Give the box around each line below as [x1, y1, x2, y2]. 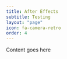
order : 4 [6, 30, 27, 36]
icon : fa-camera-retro [6, 25, 61, 31]
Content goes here [6, 46, 51, 53]
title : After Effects [6, 8, 59, 15]
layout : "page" [6, 19, 43, 25]
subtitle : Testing [6, 14, 51, 20]
